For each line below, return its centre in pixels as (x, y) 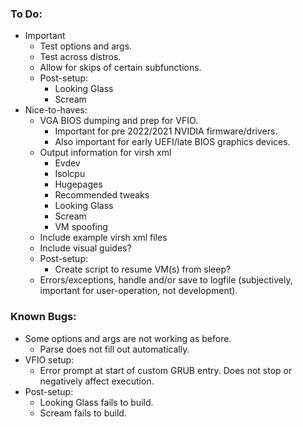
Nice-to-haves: (56, 110)
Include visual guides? (85, 248)
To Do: (26, 14)
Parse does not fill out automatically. (114, 349)
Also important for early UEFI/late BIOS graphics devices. (172, 142)
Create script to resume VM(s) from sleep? (143, 269)
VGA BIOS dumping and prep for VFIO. (119, 121)
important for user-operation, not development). (138, 291)
